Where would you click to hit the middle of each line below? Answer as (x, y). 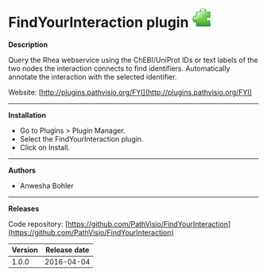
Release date (67, 250)
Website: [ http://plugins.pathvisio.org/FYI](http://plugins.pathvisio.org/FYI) (130, 92)
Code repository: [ (38, 224)
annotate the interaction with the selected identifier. (93, 76)
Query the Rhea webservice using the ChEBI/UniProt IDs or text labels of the (133, 60)
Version (25, 250)
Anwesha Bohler (46, 185)
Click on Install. (44, 147)
